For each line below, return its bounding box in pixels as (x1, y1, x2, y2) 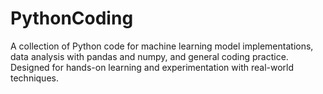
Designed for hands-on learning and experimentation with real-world (10, 61, 295, 73)
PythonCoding (10, 7, 134, 30)
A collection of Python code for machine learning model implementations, (10, 40, 314, 52)
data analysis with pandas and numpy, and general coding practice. (10, 50, 289, 62)
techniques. (10, 72, 59, 84)
